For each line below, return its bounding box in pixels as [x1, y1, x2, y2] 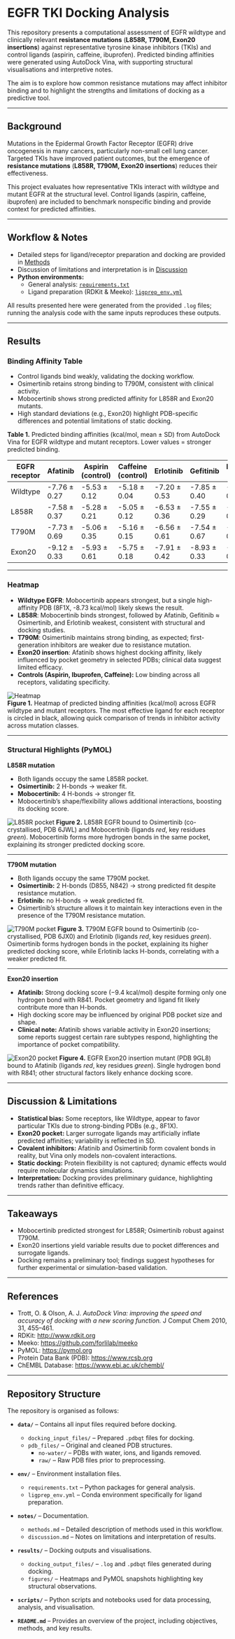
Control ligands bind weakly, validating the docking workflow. [17, 372, 194, 381]
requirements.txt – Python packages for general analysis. [27, 1483, 196, 1492]
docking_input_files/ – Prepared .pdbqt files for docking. [27, 1434, 194, 1442]
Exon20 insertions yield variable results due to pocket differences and [17, 1241, 220, 1250]
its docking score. [17, 804, 69, 813]
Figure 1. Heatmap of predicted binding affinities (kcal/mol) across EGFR [7, 699, 216, 707]
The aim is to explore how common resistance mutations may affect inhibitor [7, 78, 228, 87]
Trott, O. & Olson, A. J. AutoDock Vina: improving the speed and [17, 1309, 202, 1318]
